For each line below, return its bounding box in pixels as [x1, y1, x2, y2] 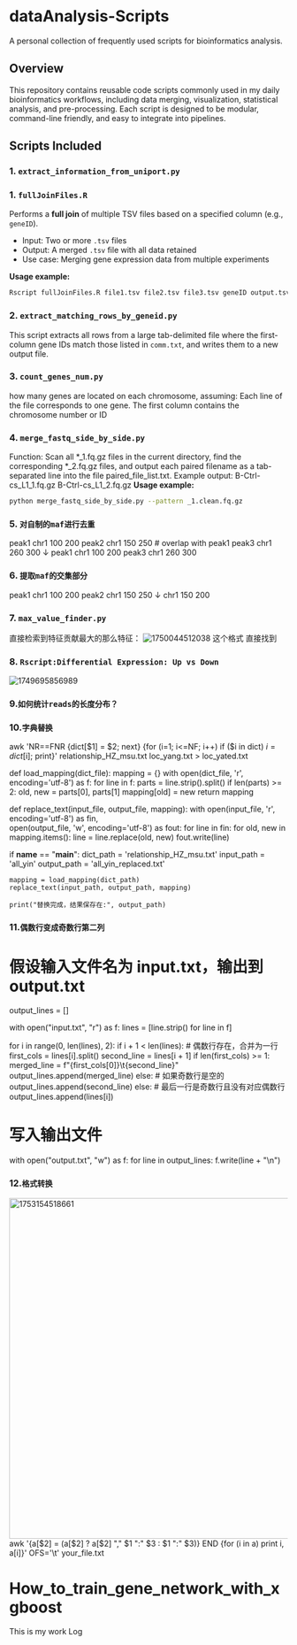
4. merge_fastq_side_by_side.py [9, 431, 146, 443]
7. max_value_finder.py [9, 611, 107, 624]
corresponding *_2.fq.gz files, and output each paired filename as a [9, 461, 255, 472]
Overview [9, 61, 65, 76]
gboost [9, 1597, 63, 1617]
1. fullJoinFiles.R [9, 188, 88, 201]
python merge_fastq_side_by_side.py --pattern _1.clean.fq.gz [9, 497, 243, 506]
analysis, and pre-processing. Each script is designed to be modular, [9, 104, 259, 114]
